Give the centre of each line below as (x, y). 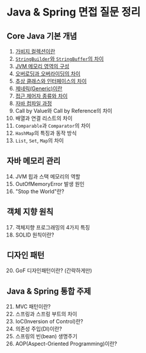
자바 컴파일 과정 (33, 103)
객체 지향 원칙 (30, 212)
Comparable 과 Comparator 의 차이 (53, 126)
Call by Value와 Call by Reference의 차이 (64, 111)
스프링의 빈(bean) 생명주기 (46, 336)
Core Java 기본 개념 (42, 36)
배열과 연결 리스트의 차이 (44, 118)
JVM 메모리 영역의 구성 (42, 66)
